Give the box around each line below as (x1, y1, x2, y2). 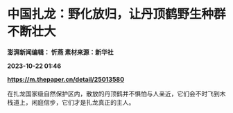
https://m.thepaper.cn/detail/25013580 (7, 75, 125, 83)
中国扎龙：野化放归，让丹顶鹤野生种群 (7, 6, 227, 22)
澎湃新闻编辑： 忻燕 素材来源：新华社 (7, 48, 114, 56)
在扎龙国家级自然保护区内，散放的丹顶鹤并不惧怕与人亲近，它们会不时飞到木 (7, 89, 226, 98)
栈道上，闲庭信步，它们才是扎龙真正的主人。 (7, 98, 135, 106)
